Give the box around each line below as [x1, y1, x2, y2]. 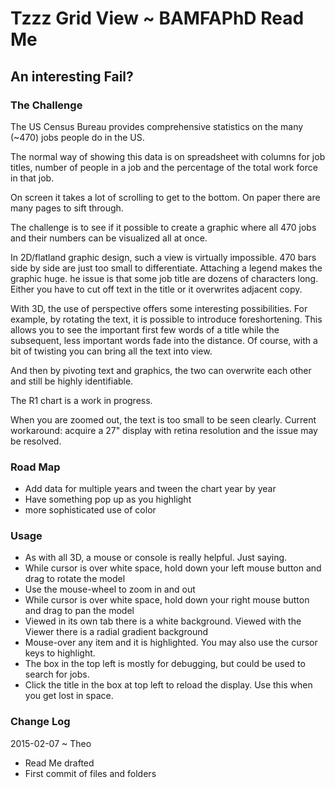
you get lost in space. [24, 690, 114, 702]
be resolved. [10, 435, 62, 447]
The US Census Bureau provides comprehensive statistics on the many [10, 120, 304, 132]
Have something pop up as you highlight [24, 493, 192, 506]
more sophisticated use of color [24, 504, 157, 516]
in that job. [10, 172, 55, 184]
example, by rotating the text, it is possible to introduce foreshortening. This [10, 313, 323, 325]
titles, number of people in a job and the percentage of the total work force [10, 161, 318, 173]
